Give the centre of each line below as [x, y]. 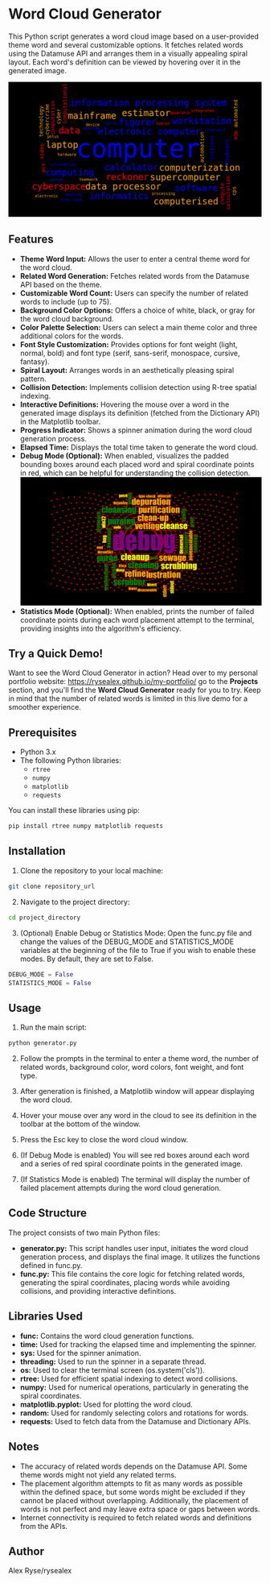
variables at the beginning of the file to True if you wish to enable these [138, 950]
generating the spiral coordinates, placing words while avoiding [125, 1283]
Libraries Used [45, 1317]
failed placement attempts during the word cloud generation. [121, 1188]
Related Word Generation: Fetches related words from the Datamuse [135, 276]
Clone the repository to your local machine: [91, 870]
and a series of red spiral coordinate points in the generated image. [131, 1164]
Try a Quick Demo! [55, 653]
